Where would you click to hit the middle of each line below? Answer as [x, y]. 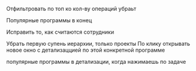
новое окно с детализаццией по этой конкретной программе [86, 50]
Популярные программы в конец [49, 20]
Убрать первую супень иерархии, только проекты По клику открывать [98, 44]
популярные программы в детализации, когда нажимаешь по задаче [96, 62]
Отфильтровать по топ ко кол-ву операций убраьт [71, 9]
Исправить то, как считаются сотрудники [60, 32]
